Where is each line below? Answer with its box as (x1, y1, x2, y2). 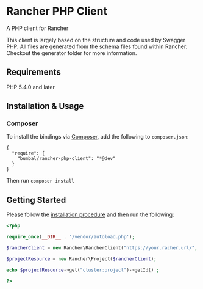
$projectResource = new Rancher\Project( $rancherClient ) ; (6, 255, 157, 262)
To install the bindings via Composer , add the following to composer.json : (6, 133, 189, 141)
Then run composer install (6, 177, 74, 185)
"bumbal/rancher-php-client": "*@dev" (17, 156, 116, 162)
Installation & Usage (6, 101, 84, 111)
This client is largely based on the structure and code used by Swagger (6, 36, 186, 43)
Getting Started (6, 194, 66, 205)
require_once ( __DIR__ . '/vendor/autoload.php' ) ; (6, 234, 135, 240)
